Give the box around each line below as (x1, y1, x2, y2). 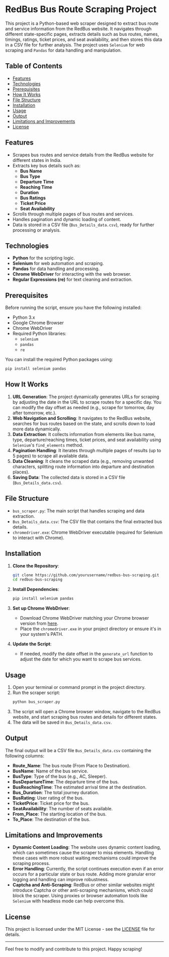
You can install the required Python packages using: (5, 357, 113, 363)
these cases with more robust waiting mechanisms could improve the (12, 855, 157, 861)
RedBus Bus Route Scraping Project (5, 4, 157, 15)
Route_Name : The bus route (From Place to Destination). (12, 762, 131, 768)
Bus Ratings (20, 195, 46, 201)
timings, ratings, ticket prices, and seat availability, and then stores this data (5, 36, 162, 42)
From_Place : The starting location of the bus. (12, 811, 107, 817)
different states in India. (12, 157, 62, 163)
